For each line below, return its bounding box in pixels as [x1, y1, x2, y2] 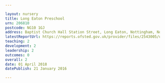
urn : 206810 [5, 21, 29, 26]
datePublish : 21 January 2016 [5, 66, 67, 71]
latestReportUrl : [5, 34, 41, 39]
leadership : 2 [5, 48, 34, 53]
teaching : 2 [5, 39, 29, 44]
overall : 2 [5, 57, 27, 62]
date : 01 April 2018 [5, 62, 48, 67]
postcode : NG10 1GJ [5, 25, 45, 30]
